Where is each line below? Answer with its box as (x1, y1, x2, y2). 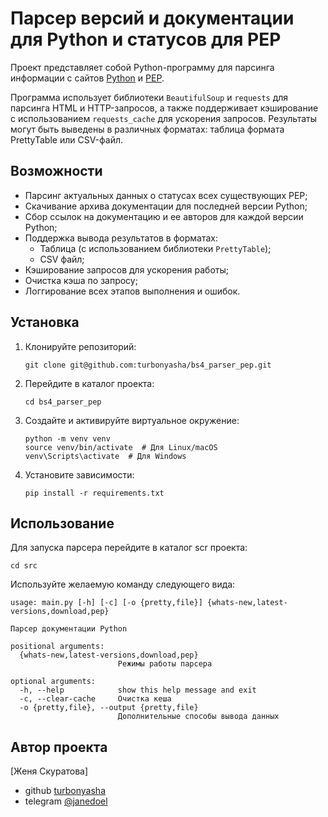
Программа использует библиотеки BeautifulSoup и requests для (10, 91, 289, 103)
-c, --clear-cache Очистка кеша (19, 694, 172, 704)
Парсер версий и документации (10, 7, 295, 30)
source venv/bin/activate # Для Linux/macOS (24, 442, 218, 452)
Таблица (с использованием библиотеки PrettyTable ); (39, 242, 272, 254)
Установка (10, 314, 80, 331)
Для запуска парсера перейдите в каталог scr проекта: (10, 542, 248, 554)
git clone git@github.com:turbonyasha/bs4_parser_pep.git (24, 360, 272, 370)
